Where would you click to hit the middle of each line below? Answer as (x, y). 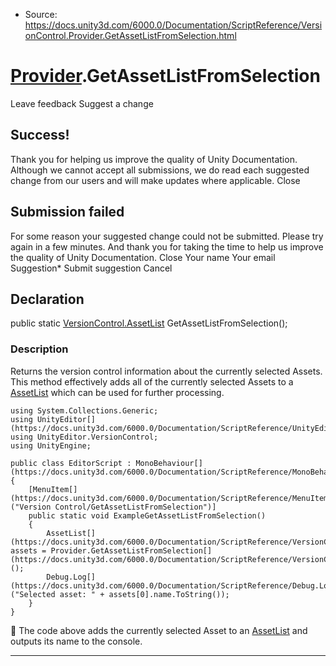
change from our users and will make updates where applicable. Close (155, 180)
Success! (40, 135)
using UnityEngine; (51, 445)
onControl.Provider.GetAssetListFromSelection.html (130, 35)
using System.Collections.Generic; (84, 410)
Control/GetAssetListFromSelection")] (135, 507)
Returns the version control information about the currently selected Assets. (166, 371)
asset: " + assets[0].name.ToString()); (144, 594)
